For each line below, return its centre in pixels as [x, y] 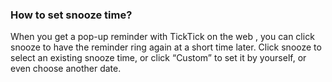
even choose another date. [66, 69]
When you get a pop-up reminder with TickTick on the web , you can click [162, 37]
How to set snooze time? [71, 15]
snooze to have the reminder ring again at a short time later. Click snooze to [166, 47]
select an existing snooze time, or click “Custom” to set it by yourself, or [158, 58]
